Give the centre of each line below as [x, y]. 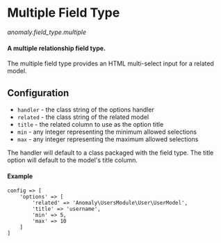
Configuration [38, 93]
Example [20, 176]
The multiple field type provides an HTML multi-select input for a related [110, 63]
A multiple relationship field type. [57, 48]
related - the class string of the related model [83, 117]
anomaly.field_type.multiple [47, 32]
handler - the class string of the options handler [85, 109]
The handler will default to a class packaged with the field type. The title [110, 152]
